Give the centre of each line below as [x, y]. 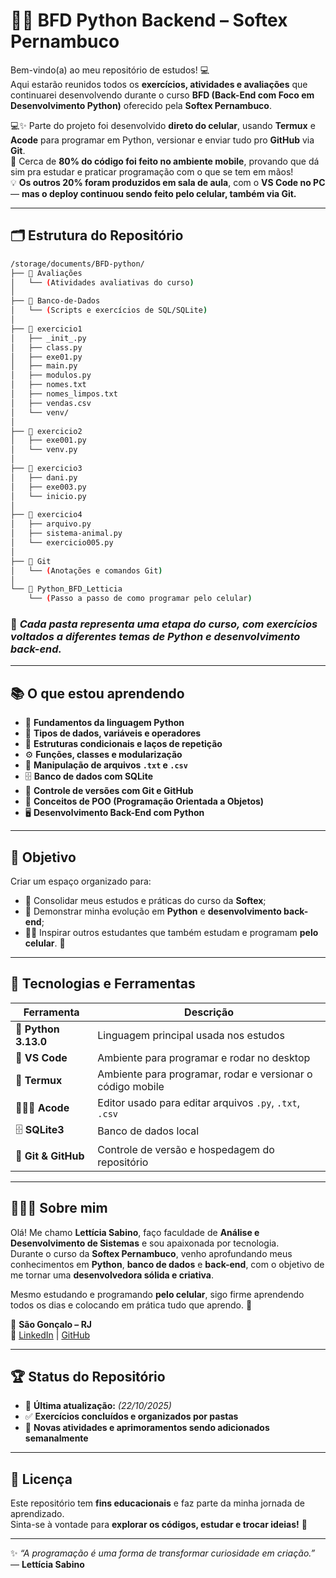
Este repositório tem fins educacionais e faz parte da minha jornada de [157, 1503]
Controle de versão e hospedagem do [186, 1149]
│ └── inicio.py [48, 496]
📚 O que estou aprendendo [97, 693]
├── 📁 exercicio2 [46, 431]
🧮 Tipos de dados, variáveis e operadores [113, 733]
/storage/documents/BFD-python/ [77, 264]
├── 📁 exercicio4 [46, 515]
